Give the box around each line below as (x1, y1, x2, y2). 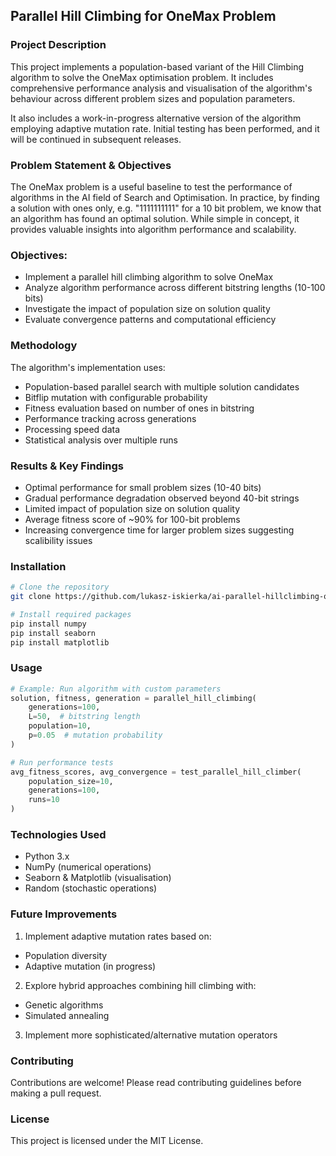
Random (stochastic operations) (24, 882, 158, 894)
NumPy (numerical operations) (24, 861, 152, 873)
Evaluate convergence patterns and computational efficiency (24, 314, 277, 326)
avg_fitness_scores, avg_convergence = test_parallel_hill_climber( (10, 767, 302, 777)
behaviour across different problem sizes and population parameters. (10, 92, 296, 104)
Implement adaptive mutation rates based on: (24, 930, 212, 942)
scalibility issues (24, 534, 93, 546)
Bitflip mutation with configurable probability (24, 391, 208, 403)
